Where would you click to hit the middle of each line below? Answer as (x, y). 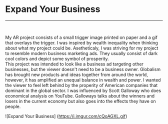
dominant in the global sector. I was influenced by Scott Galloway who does (83, 90)
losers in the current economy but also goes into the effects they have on (80, 101)
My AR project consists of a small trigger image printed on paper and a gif (81, 37)
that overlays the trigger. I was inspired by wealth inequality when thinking (82, 42)
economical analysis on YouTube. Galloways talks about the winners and (80, 95)
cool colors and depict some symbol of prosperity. (57, 58)
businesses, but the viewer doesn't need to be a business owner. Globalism (83, 69)
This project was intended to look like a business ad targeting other (74, 64)
